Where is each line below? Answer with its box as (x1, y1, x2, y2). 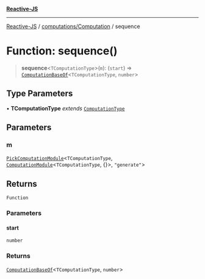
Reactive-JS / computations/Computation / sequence (6, 23, 140, 30)
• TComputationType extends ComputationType (6, 104, 125, 112)
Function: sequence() (6, 44, 118, 58)
